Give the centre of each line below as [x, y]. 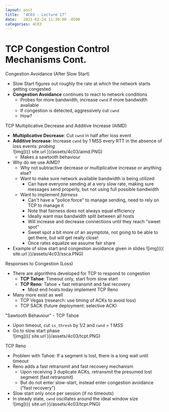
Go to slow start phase [36, 331]
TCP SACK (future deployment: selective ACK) [69, 306]
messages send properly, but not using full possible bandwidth [93, 189]
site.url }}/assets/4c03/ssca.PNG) [48, 254]
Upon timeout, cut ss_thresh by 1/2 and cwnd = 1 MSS [68, 325]
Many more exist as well [38, 295]
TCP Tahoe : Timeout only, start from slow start [69, 279]
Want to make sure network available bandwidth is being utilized [87, 179]
